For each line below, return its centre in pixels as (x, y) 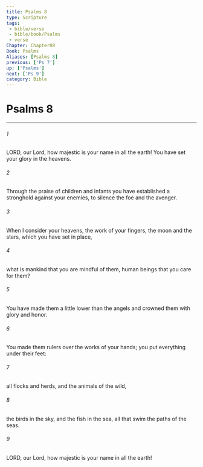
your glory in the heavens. (39, 159)
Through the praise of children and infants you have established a (88, 192)
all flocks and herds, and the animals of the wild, (66, 386)
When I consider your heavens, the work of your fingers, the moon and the (99, 230)
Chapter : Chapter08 (31, 46)
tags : (13, 23)
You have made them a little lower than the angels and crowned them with (98, 308)
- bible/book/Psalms (35, 34)
